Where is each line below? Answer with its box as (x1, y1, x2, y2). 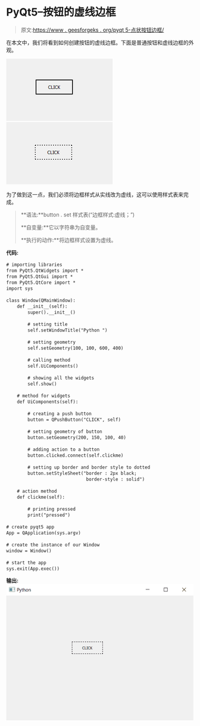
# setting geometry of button (27, 429, 102, 435)
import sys (6, 286, 33, 291)
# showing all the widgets (27, 375, 95, 381)
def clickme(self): (17, 494, 65, 500)
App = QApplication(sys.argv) (6, 530, 82, 536)
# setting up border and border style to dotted (27, 464, 151, 470)
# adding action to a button (27, 446, 100, 452)
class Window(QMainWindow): (6, 297, 76, 303)
